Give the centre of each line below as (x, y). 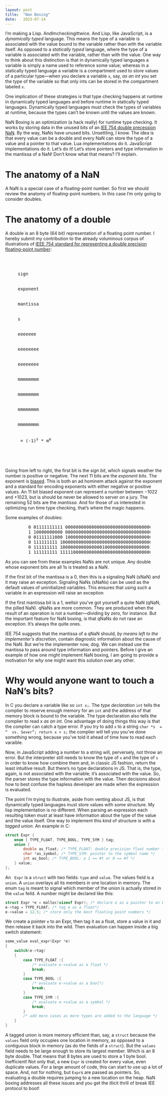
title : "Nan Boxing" (28, 15)
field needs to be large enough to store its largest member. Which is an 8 (80, 1051)
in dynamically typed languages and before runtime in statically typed (77, 102)
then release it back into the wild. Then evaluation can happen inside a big (82, 927)
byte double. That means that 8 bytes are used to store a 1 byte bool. (76, 1056)
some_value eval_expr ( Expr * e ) (38, 941)
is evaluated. (18, 789)
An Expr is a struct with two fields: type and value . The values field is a (79, 877)
